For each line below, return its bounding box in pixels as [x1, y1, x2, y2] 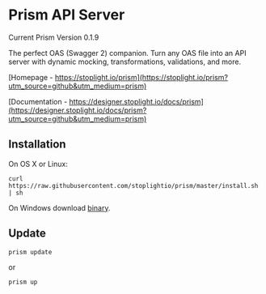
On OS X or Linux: [8, 159, 69, 168]
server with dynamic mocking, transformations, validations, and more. [8, 57, 241, 66]
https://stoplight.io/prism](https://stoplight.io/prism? [54, 72, 229, 82]
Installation [8, 138, 66, 151]
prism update [8, 248, 53, 256]
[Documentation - [8, 96, 68, 106]
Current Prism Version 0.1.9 [8, 32, 99, 42]
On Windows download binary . [8, 202, 111, 212]
